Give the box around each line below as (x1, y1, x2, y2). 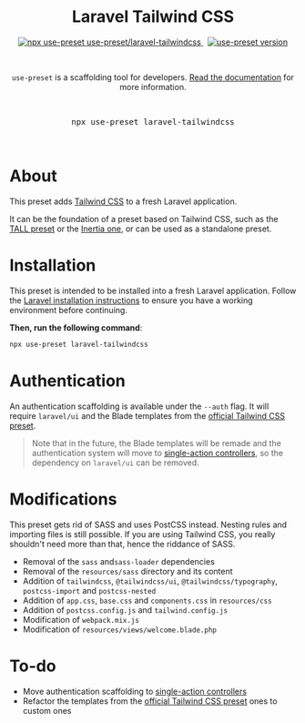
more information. (119, 81, 187, 92)
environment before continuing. (9, 304, 127, 315)
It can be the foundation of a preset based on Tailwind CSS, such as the (9, 213, 279, 224)
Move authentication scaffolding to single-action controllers (22, 686, 248, 697)
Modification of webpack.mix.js (22, 614, 139, 625)
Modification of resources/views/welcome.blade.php (22, 624, 217, 635)
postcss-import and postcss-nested (22, 585, 157, 596)
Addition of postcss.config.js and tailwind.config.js (22, 604, 229, 616)
